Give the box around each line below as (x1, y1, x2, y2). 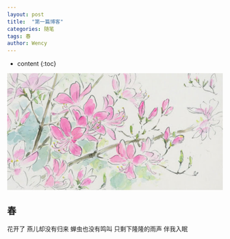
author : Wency (7, 40, 48, 47)
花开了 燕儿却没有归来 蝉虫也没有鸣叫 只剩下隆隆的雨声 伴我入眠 (7, 225, 188, 233)
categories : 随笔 (7, 25, 55, 32)
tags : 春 (7, 33, 31, 40)
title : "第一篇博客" (7, 18, 64, 25)
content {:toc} (16, 60, 57, 68)
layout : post (7, 11, 44, 18)
